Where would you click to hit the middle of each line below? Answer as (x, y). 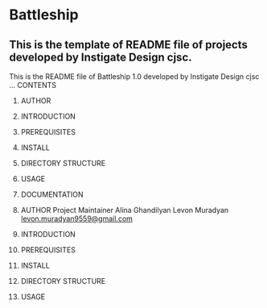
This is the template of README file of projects (128, 45)
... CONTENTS (33, 85)
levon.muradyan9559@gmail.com (77, 219)
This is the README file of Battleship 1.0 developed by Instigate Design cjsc (134, 77)
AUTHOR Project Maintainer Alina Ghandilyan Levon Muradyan (125, 210)
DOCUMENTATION (52, 194)
